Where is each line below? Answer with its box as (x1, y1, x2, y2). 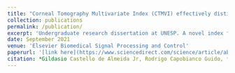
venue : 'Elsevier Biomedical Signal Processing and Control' (7, 42, 190, 49)
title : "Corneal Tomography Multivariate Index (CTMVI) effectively (7, 10, 211, 17)
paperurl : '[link (7, 49, 58, 56)
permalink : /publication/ (7, 23, 83, 30)
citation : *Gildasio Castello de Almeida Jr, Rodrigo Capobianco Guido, (7, 56, 224, 63)
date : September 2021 (7, 36, 71, 43)
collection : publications (7, 17, 83, 24)
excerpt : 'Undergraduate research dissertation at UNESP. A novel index (7, 29, 224, 37)
